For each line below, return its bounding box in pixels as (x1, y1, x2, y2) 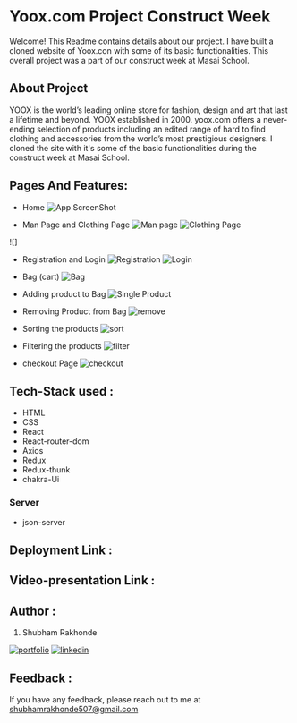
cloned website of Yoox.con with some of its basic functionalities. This (9, 45, 269, 55)
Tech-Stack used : (9, 383, 114, 399)
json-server (21, 516, 65, 527)
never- (262, 114, 288, 124)
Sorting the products (21, 323, 99, 334)
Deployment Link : (9, 543, 113, 558)
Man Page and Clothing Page (21, 219, 131, 230)
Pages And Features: (9, 178, 128, 193)
